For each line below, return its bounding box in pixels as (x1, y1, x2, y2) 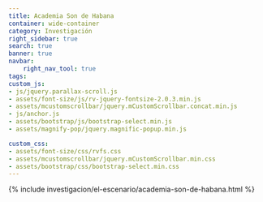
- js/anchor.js (8, 110, 60, 118)
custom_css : (8, 140, 49, 148)
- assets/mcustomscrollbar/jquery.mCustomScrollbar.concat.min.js (8, 102, 238, 110)
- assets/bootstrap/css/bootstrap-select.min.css (8, 162, 180, 170)
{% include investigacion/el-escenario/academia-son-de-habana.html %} (8, 184, 256, 195)
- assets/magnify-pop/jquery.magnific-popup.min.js (8, 125, 187, 133)
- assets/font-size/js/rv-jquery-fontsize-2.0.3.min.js (8, 95, 201, 103)
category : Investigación (8, 27, 93, 35)
